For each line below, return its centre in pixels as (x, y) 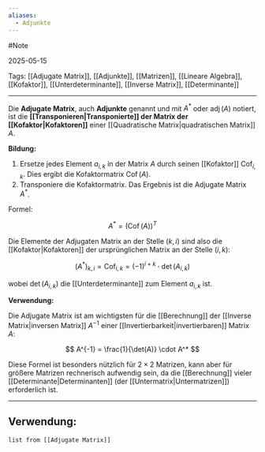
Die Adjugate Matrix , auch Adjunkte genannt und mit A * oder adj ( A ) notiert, (132, 107)
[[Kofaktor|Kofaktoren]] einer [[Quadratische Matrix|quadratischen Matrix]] (132, 125)
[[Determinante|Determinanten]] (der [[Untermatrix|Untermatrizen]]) (119, 381)
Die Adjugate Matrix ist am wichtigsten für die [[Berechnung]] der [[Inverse (130, 316)
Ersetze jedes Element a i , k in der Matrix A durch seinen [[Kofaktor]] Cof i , (138, 165)
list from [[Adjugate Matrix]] (60, 440)
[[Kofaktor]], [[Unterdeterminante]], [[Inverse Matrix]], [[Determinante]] (123, 84)
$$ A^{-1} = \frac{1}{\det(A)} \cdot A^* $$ (132, 349)
